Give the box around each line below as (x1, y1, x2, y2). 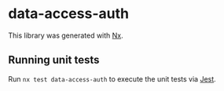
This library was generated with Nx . (8, 31, 123, 40)
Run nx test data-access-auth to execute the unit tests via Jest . (8, 74, 216, 83)
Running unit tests (8, 53, 100, 67)
